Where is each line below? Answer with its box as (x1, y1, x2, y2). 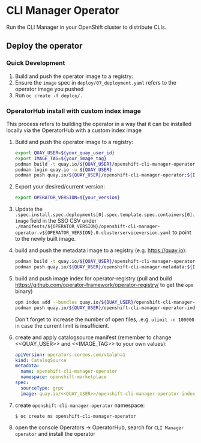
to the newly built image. (14, 235, 76, 243)
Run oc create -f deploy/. (14, 91, 83, 99)
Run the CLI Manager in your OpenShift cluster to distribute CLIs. (6, 23, 167, 31)
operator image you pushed (14, 85, 84, 92)
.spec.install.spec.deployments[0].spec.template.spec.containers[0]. (14, 212, 196, 218)
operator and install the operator (14, 430, 96, 437)
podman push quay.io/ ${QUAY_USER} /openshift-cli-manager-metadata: (14, 264, 187, 270)
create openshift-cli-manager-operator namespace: (14, 402, 145, 409)
